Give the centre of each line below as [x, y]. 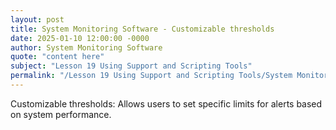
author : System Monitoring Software [86, 47]
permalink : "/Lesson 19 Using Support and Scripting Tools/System [151, 76]
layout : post [37, 19]
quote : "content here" [57, 57]
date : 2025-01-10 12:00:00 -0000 [80, 38]
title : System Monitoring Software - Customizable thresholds [142, 29]
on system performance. [61, 114]
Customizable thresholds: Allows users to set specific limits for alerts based [166, 103]
